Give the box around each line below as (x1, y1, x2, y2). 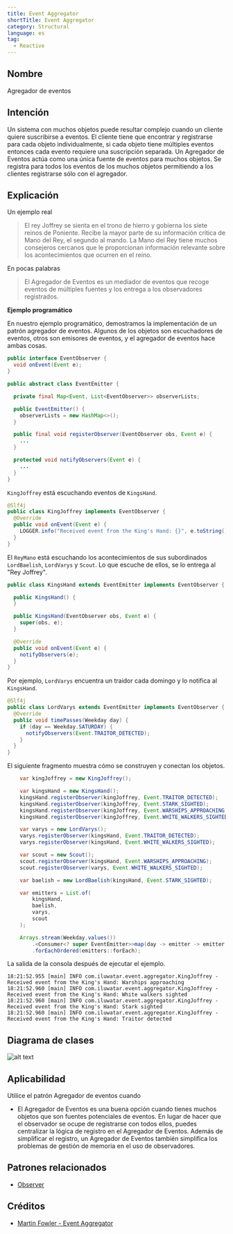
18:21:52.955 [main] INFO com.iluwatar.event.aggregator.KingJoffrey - (7, 973, 218, 980)
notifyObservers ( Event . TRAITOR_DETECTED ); (25, 730, 150, 737)
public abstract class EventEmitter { (7, 381, 119, 387)
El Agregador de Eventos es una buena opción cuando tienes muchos (17, 1105, 217, 1113)
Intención (7, 107, 50, 119)
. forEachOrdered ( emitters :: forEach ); (32, 947, 141, 954)
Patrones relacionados (7, 1162, 107, 1174)
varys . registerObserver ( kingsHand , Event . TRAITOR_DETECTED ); (19, 833, 200, 840)
